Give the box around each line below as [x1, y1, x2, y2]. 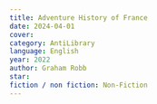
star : [9, 72, 30, 81]
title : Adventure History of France [9, 13, 148, 23]
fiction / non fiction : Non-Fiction [9, 80, 148, 90]
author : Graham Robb [9, 64, 88, 73]
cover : [9, 30, 34, 39]
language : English [9, 47, 79, 56]
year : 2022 [9, 55, 51, 64]
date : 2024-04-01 [9, 22, 75, 31]
